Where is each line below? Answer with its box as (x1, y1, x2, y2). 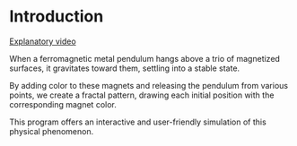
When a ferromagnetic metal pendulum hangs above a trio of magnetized (9, 53, 281, 64)
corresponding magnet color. (9, 99, 117, 109)
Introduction (9, 6, 104, 27)
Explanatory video (9, 36, 76, 47)
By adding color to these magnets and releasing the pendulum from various (9, 80, 289, 90)
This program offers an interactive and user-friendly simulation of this (9, 116, 266, 127)
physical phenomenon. (9, 125, 94, 136)
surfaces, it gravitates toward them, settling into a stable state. (9, 63, 240, 73)
